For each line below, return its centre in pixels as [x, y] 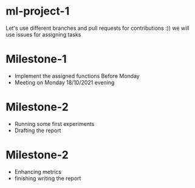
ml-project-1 [38, 11]
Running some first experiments [54, 124]
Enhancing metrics [38, 172]
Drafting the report [38, 130]
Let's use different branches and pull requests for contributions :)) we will [97, 28]
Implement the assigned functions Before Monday [77, 76]
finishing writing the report [48, 178]
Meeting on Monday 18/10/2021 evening [64, 82]
